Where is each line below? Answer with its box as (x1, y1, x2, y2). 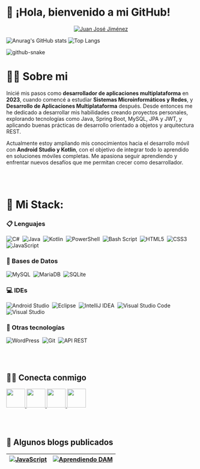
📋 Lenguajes (6, 219, 46, 228)
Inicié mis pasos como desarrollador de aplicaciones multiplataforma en (6, 90, 189, 97)
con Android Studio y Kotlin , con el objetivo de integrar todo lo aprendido (6, 146, 189, 153)
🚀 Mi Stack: (6, 198, 64, 212)
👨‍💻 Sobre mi (6, 70, 68, 84)
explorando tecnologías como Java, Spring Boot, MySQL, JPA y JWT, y (6, 115, 182, 122)
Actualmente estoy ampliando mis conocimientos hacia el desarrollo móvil (6, 139, 189, 147)
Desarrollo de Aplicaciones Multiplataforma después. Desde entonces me (6, 102, 193, 109)
